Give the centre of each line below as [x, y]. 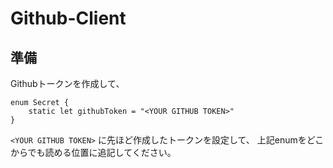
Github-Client [68, 18]
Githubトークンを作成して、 [67, 83]
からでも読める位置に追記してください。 [93, 152]
